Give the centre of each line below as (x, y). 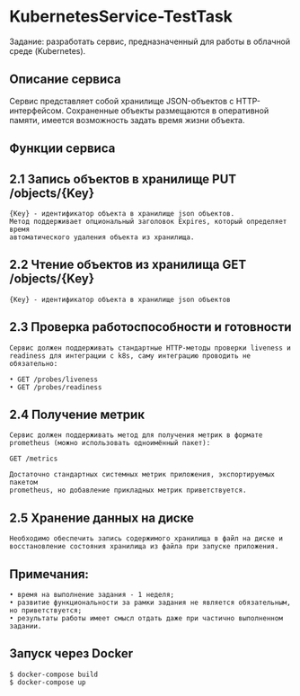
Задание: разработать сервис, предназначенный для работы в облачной (150, 41)
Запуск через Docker (71, 654)
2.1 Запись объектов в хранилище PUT (123, 178)
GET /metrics (34, 459)
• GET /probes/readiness (56, 387)
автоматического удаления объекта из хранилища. (102, 237)
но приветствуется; (46, 611)
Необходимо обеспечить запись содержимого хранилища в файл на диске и (146, 539)
